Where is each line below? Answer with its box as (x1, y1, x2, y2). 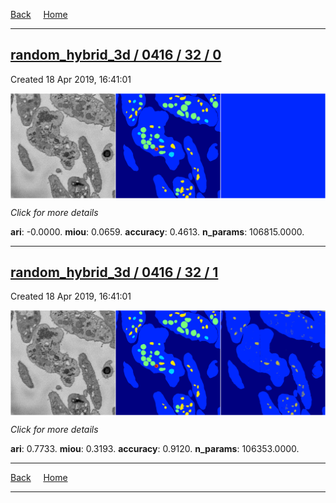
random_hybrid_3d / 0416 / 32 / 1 (10, 264, 219, 281)
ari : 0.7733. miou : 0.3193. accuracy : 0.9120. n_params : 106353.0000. (10, 443, 300, 455)
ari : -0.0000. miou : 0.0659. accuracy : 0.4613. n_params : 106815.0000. (10, 225, 305, 238)
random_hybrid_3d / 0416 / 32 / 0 (10, 47, 222, 64)
